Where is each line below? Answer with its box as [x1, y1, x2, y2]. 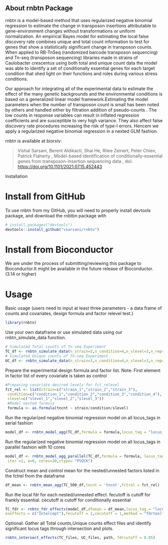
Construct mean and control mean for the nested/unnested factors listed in [5, 467, 159, 473]
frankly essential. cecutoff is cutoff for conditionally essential [5, 497, 131, 503]
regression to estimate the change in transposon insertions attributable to [5, 23, 156, 29]
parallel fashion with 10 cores [5, 444, 65, 450]
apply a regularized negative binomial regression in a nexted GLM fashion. [5, 128, 158, 134]
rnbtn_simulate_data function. [5, 335, 66, 341]
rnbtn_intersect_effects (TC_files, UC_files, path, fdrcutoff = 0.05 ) [5, 535, 155, 540]
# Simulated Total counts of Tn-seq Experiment [5, 344, 106, 350]
